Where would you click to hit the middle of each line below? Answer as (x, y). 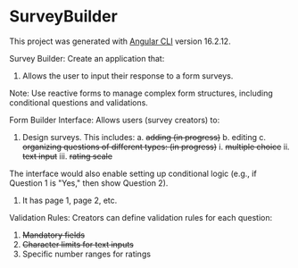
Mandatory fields (54, 235)
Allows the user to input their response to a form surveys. (128, 75)
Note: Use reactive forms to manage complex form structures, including (141, 93)
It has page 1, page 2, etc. (70, 200)
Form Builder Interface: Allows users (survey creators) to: (115, 120)
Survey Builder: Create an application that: (87, 58)
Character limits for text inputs (78, 244)
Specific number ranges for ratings (87, 254)
